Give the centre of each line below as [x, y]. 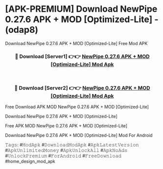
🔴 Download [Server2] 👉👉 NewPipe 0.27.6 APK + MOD [82, 88]
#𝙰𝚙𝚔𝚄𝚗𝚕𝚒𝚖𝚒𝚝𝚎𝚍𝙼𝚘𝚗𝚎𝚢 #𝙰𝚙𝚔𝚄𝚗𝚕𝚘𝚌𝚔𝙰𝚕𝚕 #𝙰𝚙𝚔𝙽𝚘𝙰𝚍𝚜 [66, 150]
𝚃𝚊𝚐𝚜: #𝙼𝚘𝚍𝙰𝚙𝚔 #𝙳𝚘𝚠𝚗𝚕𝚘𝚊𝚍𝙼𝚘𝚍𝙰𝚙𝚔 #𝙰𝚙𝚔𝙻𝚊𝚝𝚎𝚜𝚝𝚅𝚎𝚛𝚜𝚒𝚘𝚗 [72, 145]
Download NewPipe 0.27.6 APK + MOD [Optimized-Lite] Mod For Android [79, 135]
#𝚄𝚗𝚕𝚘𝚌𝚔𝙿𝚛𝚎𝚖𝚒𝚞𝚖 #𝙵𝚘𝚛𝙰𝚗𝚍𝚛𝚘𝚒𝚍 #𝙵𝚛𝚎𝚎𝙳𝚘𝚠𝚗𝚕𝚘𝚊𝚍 [63, 156]
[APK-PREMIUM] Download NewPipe [81, 9]
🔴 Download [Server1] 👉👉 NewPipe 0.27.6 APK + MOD [82, 56]
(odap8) [22, 30]
